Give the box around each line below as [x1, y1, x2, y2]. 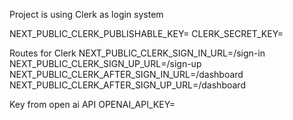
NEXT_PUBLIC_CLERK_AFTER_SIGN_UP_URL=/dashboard [9, 79, 246, 91]
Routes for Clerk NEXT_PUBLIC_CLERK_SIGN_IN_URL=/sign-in [9, 47, 266, 59]
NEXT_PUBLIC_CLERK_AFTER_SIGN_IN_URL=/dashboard [9, 69, 244, 80]
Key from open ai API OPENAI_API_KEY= [9, 99, 176, 110]
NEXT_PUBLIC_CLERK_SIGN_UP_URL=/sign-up [9, 58, 202, 69]
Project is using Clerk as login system [9, 9, 164, 20]
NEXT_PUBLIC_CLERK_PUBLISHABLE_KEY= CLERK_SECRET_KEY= [9, 28, 284, 39]
